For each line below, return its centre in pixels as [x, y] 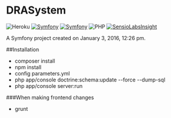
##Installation [23, 49]
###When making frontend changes [50, 97]
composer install [35, 61]
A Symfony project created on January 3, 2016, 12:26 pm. [76, 38]
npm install [28, 67]
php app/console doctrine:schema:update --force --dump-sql [90, 80]
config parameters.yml [42, 73]
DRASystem [36, 10]
